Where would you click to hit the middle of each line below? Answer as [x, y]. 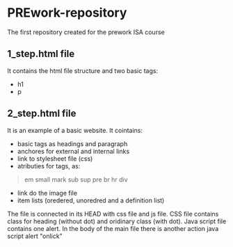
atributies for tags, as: [49, 166]
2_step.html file [42, 114]
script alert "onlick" [35, 236]
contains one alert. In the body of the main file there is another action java [113, 228]
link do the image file [47, 193]
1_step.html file [41, 54]
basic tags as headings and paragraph [72, 143]
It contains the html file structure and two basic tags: [83, 70]
